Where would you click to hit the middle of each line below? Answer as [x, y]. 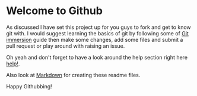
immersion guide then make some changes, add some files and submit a [95, 39]
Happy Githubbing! [29, 86]
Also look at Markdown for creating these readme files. [73, 75]
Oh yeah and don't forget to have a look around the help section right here [97, 57]
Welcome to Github [54, 11]
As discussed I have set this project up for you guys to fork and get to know [99, 27]
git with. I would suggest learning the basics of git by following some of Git [97, 33]
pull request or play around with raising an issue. [66, 46]
